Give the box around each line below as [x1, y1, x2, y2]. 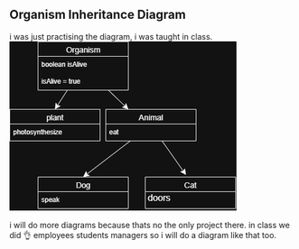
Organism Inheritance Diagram [9, 7, 187, 23]
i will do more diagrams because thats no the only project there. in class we [9, 219, 291, 230]
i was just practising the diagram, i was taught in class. [9, 31, 213, 41]
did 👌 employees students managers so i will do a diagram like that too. [9, 229, 277, 240]
